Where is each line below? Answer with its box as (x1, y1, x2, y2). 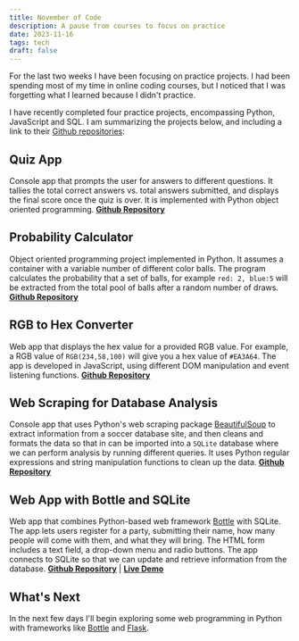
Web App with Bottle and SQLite (9, 492, 191, 507)
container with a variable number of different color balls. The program (9, 262, 266, 273)
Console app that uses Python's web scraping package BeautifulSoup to (9, 419, 276, 429)
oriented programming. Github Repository (9, 204, 165, 214)
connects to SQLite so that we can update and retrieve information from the (9, 554, 287, 565)
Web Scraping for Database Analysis (9, 395, 219, 411)
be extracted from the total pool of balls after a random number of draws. (9, 282, 279, 293)
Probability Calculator (9, 229, 134, 246)
